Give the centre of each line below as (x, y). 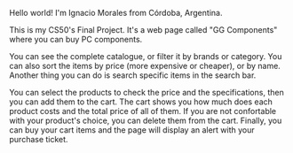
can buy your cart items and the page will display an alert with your (132, 130)
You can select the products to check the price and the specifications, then (146, 92)
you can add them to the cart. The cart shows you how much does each (141, 102)
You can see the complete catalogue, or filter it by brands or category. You (146, 56)
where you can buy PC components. (76, 39)
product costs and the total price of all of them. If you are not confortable (143, 111)
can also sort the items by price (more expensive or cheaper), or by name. (145, 66)
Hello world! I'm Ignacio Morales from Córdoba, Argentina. (116, 13)
